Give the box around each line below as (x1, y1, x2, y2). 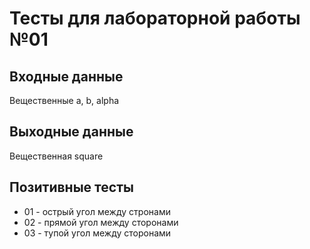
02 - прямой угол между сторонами (23, 216, 179, 228)
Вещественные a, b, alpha (9, 95, 120, 106)
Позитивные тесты (9, 179, 134, 196)
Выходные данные (9, 123, 134, 141)
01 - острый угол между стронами (23, 205, 171, 217)
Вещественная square (9, 150, 104, 162)
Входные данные (9, 68, 124, 85)
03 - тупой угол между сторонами (23, 227, 172, 239)
